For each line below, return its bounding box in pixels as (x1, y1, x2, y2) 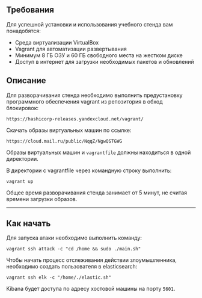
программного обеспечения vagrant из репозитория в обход (6, 98, 164, 105)
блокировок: (6, 104, 39, 111)
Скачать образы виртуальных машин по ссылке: (6, 126, 132, 134)
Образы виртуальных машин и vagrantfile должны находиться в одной (6, 149, 191, 156)
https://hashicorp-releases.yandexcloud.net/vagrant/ (6, 116, 144, 122)
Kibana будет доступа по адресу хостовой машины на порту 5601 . (6, 285, 176, 293)
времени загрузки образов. (6, 195, 78, 202)
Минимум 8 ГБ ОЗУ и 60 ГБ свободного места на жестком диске (14, 51, 183, 59)
